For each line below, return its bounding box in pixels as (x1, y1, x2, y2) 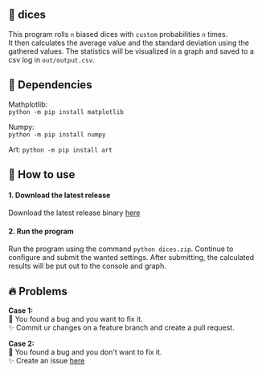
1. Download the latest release (8, 190, 111, 200)
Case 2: (8, 339, 35, 349)
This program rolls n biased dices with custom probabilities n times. (8, 29, 228, 39)
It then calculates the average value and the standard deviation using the (8, 38, 249, 47)
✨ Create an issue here (8, 356, 85, 366)
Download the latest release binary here (8, 208, 141, 217)
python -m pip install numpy (8, 130, 106, 139)
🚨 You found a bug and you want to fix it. (8, 314, 143, 324)
